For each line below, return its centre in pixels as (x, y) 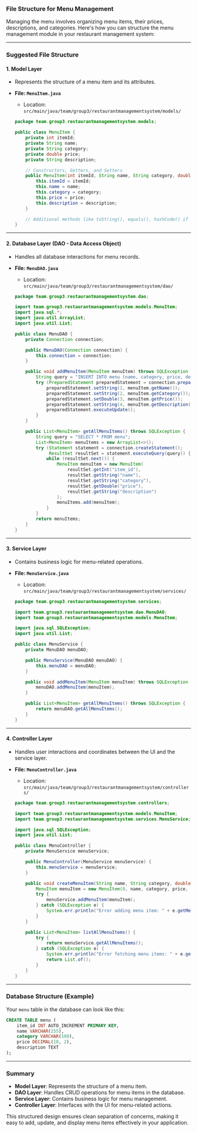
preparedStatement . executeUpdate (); (91, 410)
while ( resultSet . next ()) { (80, 459)
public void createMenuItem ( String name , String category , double (108, 883)
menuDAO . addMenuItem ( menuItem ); (75, 687)
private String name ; (52, 143)
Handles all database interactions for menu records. (77, 256)
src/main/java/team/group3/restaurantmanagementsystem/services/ (105, 591)
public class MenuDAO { (44, 334)
